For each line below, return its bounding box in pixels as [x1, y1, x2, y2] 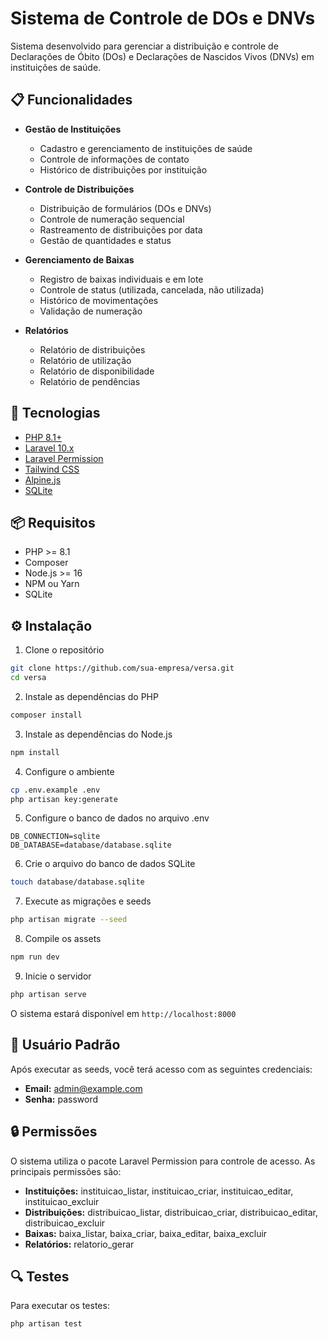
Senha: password [24, 1093, 99, 1105]
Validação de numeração [39, 305, 143, 317]
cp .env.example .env [10, 785, 101, 795]
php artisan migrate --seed [10, 915, 128, 925]
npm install [10, 747, 60, 757]
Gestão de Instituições [24, 123, 122, 135]
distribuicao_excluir [24, 1217, 106, 1229]
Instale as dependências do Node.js [24, 728, 173, 740]
